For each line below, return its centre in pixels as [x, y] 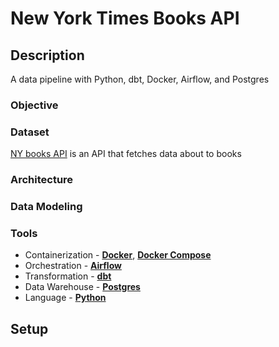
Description [47, 55]
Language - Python [65, 298]
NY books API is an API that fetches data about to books [126, 154]
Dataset [30, 132]
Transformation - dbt [68, 276]
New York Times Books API [125, 18]
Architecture [42, 180]
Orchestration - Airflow [73, 266]
